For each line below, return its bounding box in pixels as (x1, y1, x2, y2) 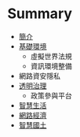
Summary (7, 5, 72, 23)
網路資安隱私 (18, 71, 60, 80)
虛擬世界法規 (30, 51, 72, 61)
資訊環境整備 (30, 61, 72, 71)
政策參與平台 (30, 91, 72, 100)
